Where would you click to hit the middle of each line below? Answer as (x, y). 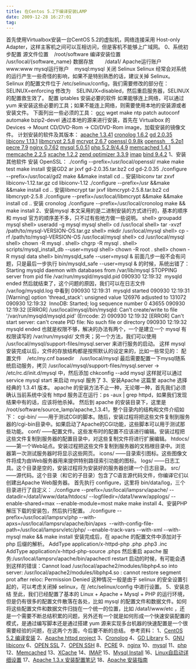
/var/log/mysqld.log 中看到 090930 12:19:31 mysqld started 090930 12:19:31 (98, 291)
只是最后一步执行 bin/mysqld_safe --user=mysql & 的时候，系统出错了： (103, 264)
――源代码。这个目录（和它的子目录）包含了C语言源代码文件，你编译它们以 (97, 475)
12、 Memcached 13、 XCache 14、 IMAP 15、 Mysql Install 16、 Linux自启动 (95, 653)
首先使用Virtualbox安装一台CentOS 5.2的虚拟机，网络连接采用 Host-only (93, 40)
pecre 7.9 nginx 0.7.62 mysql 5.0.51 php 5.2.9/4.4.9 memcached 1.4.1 (88, 147)
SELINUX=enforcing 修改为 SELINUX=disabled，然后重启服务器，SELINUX (98, 91)
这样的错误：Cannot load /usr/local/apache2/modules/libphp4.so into (94, 566)
